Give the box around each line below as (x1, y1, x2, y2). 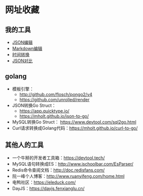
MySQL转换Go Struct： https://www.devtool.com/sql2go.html (12, 119, 137, 125)
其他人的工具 (5, 141, 44, 149)
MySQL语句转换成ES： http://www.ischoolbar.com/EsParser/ (12, 161, 134, 167)
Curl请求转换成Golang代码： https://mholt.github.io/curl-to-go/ (12, 125, 138, 131)
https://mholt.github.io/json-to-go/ (19, 113, 89, 119)
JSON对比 (12, 58, 33, 64)
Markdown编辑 (12, 46, 42, 51)
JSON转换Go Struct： (12, 102, 56, 108)
